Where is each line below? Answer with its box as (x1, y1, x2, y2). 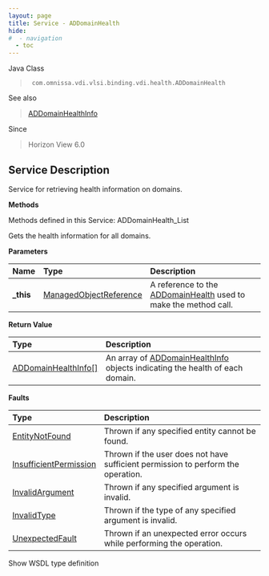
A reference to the (150, 278, 219, 290)
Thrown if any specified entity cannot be (103, 425, 256, 436)
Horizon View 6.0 (27, 140, 86, 149)
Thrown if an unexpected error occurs (103, 527, 247, 538)
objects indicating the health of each (105, 362, 243, 373)
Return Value (8, 319, 53, 329)
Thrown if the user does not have (103, 448, 229, 460)
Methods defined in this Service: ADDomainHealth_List (8, 215, 190, 225)
